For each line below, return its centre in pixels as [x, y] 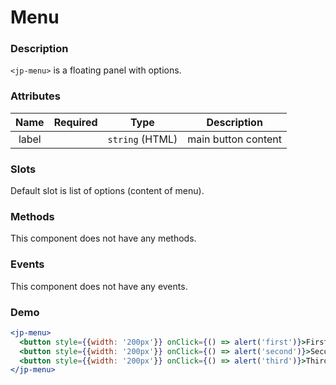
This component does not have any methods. [103, 238]
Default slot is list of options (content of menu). [107, 191]
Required [75, 122]
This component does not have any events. [99, 286]
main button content [235, 139]
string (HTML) [142, 139]
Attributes [35, 96]
